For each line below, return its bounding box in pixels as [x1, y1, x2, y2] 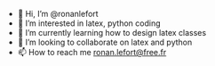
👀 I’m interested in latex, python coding [17, 18, 162, 29]
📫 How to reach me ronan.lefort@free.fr [17, 47, 167, 57]
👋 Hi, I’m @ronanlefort [17, 9, 100, 19]
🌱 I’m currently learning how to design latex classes [17, 28, 207, 37]
